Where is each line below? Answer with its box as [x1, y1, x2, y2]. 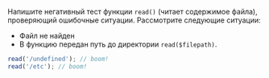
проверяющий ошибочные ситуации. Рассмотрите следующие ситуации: [7, 15, 261, 25]
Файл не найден [19, 31, 76, 40]
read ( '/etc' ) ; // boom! [7, 62, 88, 71]
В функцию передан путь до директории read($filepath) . [19, 39, 217, 49]
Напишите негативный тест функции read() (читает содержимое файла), [7, 7, 259, 16]
